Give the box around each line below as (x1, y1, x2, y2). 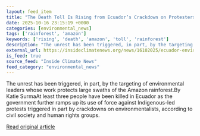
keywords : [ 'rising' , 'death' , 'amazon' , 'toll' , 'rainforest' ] (6, 36, 169, 42)
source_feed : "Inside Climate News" (6, 58, 97, 64)
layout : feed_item (6, 8, 52, 15)
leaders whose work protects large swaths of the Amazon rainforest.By (6, 87, 181, 94)
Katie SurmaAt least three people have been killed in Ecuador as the (6, 93, 173, 100)
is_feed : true (6, 53, 42, 59)
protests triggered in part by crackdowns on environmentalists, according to (6, 105, 193, 113)
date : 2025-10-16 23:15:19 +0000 (6, 20, 89, 26)
